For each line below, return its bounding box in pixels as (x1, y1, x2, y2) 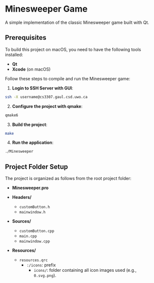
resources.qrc (19, 258, 48, 263)
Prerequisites (5, 34, 46, 42)
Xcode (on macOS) (12, 66, 51, 72)
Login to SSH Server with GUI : (12, 85, 74, 91)
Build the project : (12, 122, 47, 127)
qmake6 (5, 113, 18, 118)
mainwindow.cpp (19, 239, 50, 244)
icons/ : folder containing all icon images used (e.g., (33, 267, 137, 273)
